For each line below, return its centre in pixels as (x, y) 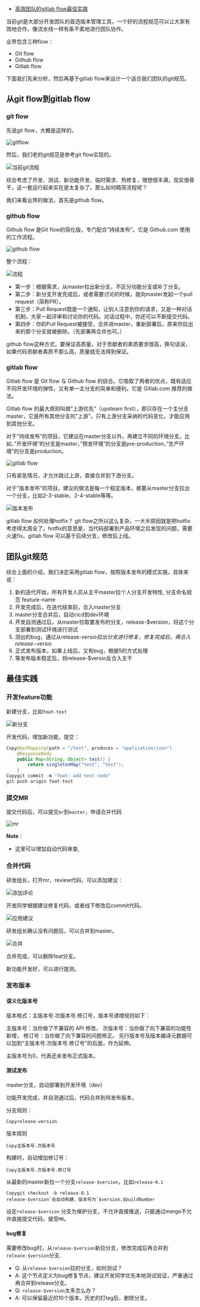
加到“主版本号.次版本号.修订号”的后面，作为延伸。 (73, 1043)
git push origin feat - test (40, 782)
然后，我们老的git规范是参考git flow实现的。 (60, 155)
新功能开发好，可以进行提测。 (43, 969)
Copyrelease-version (32, 1121)
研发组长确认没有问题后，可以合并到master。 (62, 930)
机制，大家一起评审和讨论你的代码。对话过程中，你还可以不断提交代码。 (104, 316)
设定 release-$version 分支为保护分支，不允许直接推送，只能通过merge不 (96, 1211)
